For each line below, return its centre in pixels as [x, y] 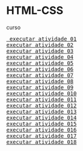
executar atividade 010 [41, 93]
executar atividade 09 [40, 87]
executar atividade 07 [40, 75]
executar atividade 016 [41, 130]
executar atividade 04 [40, 57]
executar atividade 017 [41, 136]
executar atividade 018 [41, 142]
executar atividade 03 [40, 51]
